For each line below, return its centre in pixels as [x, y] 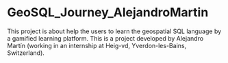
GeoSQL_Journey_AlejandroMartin [108, 13]
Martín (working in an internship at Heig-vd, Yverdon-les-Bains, [97, 45]
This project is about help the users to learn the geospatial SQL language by [114, 31]
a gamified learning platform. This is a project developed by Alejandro [105, 38]
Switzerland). [26, 53]
